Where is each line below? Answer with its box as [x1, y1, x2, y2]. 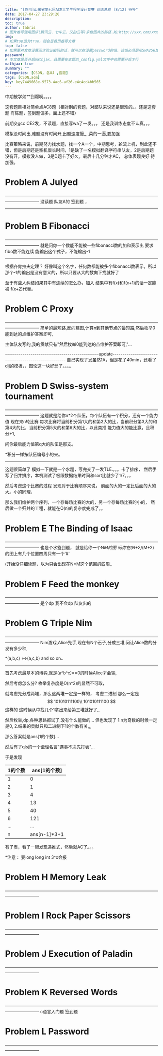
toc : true [5, 20, 25, 26]
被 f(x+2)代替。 [5, 286, 35, 292]
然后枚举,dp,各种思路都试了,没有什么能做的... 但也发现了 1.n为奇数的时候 [5, 717, 149, 723]
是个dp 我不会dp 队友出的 [40, 600, 92, 606]
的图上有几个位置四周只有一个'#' [5, 551, 70, 556]
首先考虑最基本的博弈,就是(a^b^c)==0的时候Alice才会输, [5, 670, 117, 676]
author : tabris [5, 25, 36, 30]
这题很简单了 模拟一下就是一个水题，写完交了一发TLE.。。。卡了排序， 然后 [5, 466, 153, 472]
